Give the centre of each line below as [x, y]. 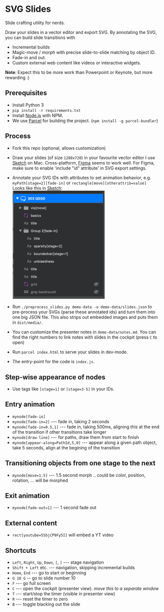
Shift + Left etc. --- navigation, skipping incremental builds [73, 568]
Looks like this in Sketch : [37, 188]
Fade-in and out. [29, 57]
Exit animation [27, 496]
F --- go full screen [31, 583]
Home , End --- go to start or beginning [49, 573]
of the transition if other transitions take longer [59, 432]
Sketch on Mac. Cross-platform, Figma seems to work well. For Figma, [83, 163]
